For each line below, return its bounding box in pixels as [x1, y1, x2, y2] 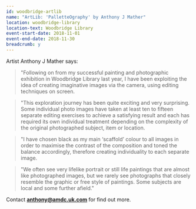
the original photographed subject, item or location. [20, 124, 145, 131]
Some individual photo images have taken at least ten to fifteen [20, 105, 174, 112]
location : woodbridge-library [6, 19, 81, 25]
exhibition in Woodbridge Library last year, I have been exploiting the [20, 75, 187, 82]
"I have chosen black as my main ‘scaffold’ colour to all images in [20, 135, 179, 142]
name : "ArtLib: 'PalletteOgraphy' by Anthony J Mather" [6, 14, 146, 20]
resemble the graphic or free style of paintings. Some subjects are [20, 178, 181, 185]
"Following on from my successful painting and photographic [20, 69, 169, 76]
